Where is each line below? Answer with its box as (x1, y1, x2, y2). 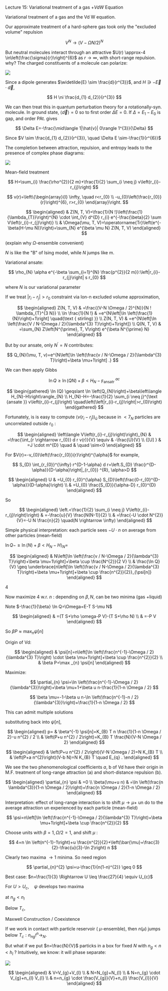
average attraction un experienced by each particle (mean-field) (5, 804, 138, 810)
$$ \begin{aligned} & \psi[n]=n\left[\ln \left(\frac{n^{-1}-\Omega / (14, 649, 148, 655)
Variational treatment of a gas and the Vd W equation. (5, 14, 116, 20)
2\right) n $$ (90, 845, 117, 851)
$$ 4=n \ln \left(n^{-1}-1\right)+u (9, 839, 76, 845)
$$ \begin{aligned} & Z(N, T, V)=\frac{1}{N (26, 209, 114, 215)
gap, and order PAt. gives (5, 115, 58, 122)
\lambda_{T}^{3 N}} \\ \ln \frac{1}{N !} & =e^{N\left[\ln (16, 310, 126, 316)
